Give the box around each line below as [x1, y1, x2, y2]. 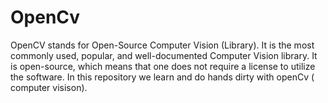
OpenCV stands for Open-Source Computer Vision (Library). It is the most [10, 39, 315, 51]
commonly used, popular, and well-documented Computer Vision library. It [10, 49, 318, 61]
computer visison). [10, 81, 88, 93]
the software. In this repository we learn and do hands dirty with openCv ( [10, 71, 315, 83]
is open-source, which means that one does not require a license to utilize [10, 60, 316, 72]
